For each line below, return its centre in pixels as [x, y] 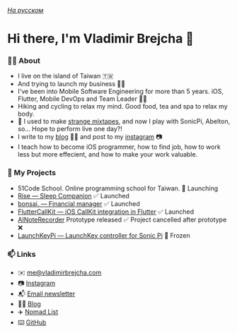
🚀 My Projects [32, 173]
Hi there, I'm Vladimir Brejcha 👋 [101, 39]
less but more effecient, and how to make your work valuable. [108, 155]
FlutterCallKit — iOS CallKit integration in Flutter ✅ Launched [106, 212]
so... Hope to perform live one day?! [70, 129]
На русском [25, 10]
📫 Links [22, 254]
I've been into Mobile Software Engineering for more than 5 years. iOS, [121, 92]
